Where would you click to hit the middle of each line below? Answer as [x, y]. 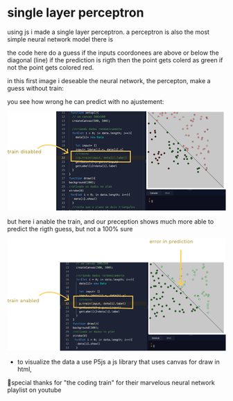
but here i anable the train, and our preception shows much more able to [111, 222]
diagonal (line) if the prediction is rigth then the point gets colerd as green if [115, 60]
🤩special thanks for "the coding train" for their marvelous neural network [111, 382]
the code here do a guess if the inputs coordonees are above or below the [113, 53]
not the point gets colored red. [51, 67]
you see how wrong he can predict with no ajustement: [86, 101]
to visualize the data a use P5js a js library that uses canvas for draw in [119, 362]
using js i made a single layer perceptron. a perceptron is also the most [109, 32]
